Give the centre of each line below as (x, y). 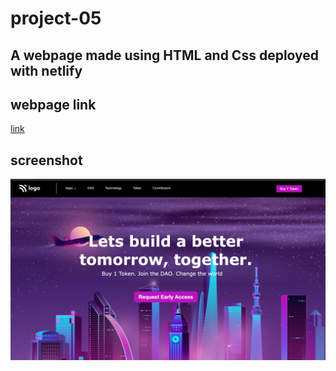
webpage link (53, 104)
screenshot (46, 160)
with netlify (46, 70)
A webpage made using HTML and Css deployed (165, 55)
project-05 (56, 18)
